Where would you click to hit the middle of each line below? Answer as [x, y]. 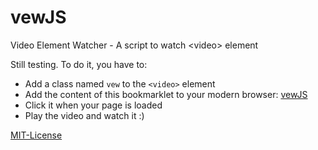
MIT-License [36, 135]
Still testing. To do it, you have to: [79, 64]
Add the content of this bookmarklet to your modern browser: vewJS [166, 94]
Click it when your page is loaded [93, 105]
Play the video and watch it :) [84, 115]
